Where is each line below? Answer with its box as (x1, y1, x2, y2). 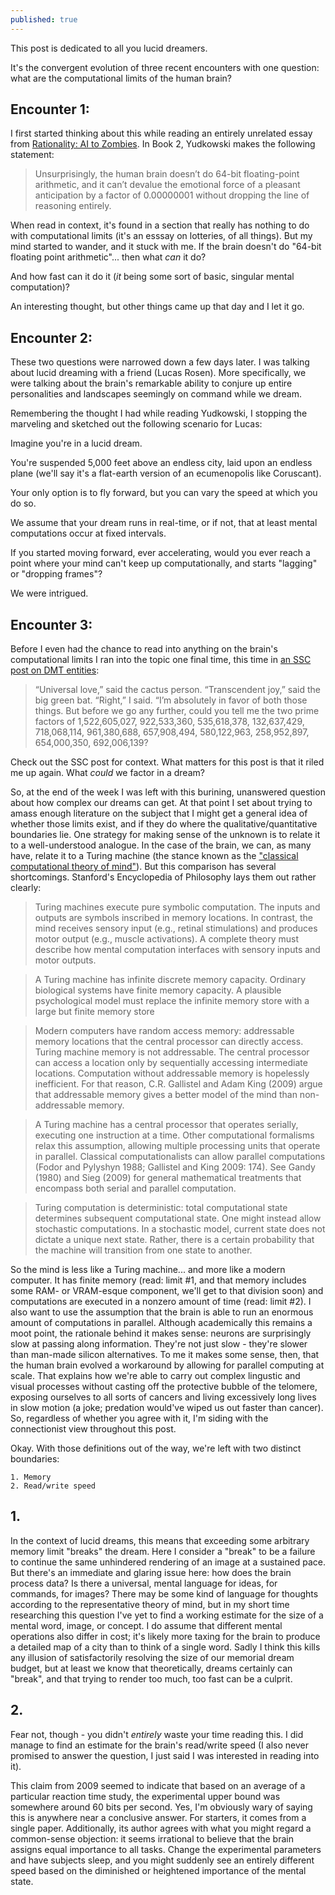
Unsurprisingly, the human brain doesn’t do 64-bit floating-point (34, 168, 300, 180)
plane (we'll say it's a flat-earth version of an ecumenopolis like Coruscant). (10, 467, 322, 480)
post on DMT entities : (10, 664, 100, 676)
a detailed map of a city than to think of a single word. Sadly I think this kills (10, 1641, 321, 1653)
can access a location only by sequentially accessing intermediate (34, 1057, 308, 1069)
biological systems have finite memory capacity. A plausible (34, 984, 282, 996)
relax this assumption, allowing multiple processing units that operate (34, 1140, 321, 1152)
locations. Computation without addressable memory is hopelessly (34, 1067, 310, 1080)
